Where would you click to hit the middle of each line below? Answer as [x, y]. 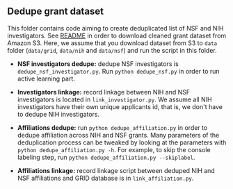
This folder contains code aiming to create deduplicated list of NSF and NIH [115, 28]
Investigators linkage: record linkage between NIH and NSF [103, 92]
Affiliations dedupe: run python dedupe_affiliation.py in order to [112, 127]
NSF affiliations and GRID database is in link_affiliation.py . [105, 178]
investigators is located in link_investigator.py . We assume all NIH [114, 99]
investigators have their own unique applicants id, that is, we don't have [120, 106]
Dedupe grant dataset [56, 11]
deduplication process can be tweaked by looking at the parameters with [122, 142]
